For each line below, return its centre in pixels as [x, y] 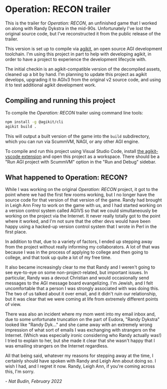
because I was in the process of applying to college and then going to [77, 252]
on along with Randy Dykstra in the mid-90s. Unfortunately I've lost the [78, 28]
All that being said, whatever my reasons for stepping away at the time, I [79, 355]
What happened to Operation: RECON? [67, 177]
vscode [13, 156]
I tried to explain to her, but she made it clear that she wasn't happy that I [80, 340]
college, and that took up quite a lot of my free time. [58, 257]
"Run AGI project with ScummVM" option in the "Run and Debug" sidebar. [81, 161]
